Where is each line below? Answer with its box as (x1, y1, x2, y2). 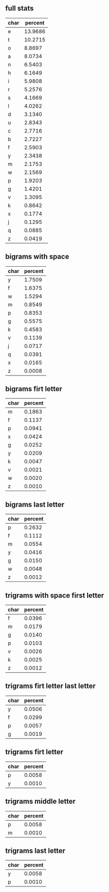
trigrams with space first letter (5, 591, 104, 600)
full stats (5, 4, 34, 13)
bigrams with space (5, 252, 70, 261)
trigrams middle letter (5, 797, 76, 806)
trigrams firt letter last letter (5, 682, 96, 691)
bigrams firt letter (5, 385, 63, 393)
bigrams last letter (5, 500, 65, 509)
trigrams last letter (5, 846, 66, 855)
